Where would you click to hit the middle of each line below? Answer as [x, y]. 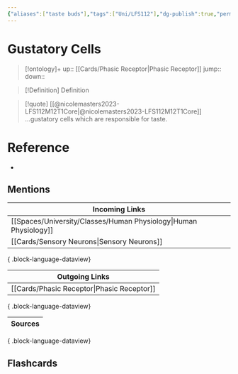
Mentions [29, 189]
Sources [25, 324]
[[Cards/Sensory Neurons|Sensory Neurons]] [87, 242]
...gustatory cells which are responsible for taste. [96, 119]
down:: [35, 76]
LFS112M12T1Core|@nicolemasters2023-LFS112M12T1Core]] [113, 111]
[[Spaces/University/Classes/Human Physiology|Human [104, 221]
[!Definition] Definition [57, 90]
